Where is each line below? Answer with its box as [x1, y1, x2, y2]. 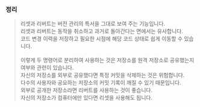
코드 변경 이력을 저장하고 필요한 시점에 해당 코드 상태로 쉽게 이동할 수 [20, 35, 183, 43]
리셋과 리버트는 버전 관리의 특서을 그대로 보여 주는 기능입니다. [20, 20, 166, 28]
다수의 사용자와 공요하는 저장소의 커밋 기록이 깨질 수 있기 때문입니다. [20, 79, 181, 87]
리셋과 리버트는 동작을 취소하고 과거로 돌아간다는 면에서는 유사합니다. [20, 28, 183, 35]
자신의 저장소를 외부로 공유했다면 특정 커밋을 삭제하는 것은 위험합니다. [20, 72, 185, 79]
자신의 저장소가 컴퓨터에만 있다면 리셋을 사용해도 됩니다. [20, 94, 153, 102]
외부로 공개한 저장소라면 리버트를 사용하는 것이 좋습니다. [20, 87, 153, 94]
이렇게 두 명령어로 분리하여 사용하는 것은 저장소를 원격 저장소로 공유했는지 [20, 57, 195, 64]
